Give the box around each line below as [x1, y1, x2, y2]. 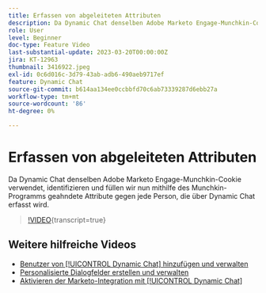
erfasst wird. [8, 200, 50, 209]
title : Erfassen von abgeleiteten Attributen [8, 11, 161, 20]
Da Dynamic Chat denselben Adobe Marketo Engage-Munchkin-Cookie [8, 174, 241, 184]
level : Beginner [8, 33, 62, 42]
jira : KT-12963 [8, 56, 59, 64]
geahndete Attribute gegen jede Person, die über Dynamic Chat [47, 191, 256, 200]
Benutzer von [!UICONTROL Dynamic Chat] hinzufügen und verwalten [19, 259, 249, 268]
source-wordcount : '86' [8, 100, 87, 108]
